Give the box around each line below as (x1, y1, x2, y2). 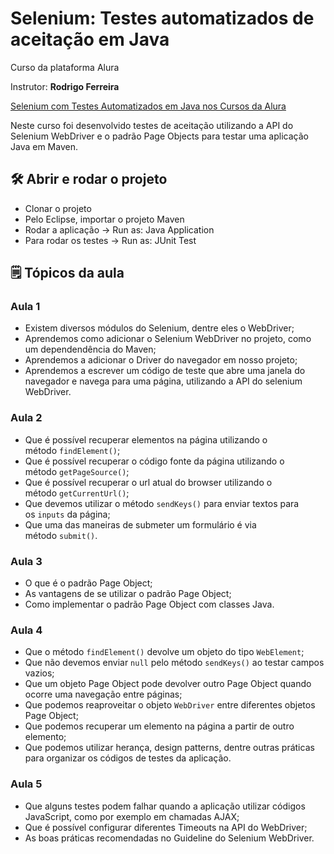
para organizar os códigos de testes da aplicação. (24, 752, 232, 764)
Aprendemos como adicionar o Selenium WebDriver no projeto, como (24, 333, 312, 345)
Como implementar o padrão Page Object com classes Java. (24, 598, 275, 611)
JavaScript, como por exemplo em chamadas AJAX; (24, 810, 240, 822)
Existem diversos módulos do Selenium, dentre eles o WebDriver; (24, 322, 295, 334)
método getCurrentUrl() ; (24, 487, 130, 499)
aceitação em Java (10, 28, 170, 51)
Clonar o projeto (24, 202, 92, 214)
